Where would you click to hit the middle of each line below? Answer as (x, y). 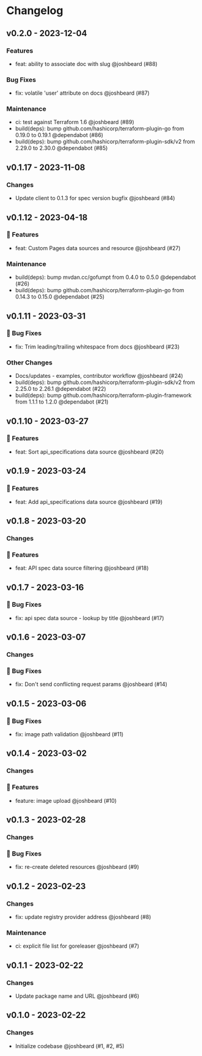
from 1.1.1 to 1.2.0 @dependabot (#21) (62, 402)
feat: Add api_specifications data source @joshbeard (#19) (89, 501)
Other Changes (30, 363)
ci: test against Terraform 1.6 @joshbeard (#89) (74, 122)
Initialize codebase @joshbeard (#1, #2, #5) (70, 1046)
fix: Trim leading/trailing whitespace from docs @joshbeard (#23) (97, 347)
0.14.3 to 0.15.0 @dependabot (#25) (60, 297)
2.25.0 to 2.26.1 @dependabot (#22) (61, 389)
